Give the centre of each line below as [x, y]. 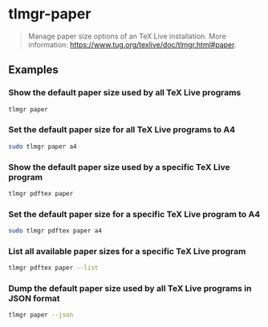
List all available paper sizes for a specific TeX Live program [127, 251]
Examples [33, 70]
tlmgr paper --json [41, 315]
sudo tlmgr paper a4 [43, 146]
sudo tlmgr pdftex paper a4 [55, 231]
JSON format [34, 299]
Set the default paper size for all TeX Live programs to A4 [122, 130]
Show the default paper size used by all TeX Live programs [125, 93]
